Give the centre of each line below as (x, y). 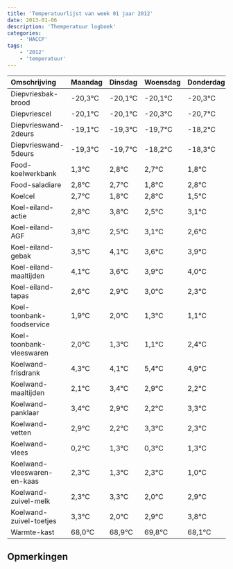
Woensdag (163, 82)
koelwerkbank (34, 173)
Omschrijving (34, 82)
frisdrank (25, 373)
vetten (21, 432)
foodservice (30, 324)
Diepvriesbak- (35, 94)
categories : (24, 33)
